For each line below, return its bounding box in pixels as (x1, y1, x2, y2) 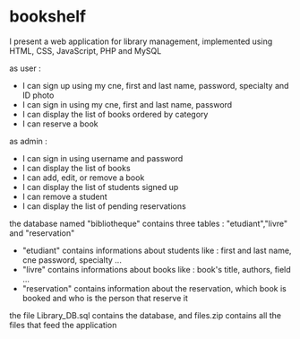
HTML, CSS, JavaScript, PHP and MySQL (9, 45, 162, 56)
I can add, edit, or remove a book (21, 172, 145, 183)
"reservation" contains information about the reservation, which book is (21, 282, 287, 293)
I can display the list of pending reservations (21, 200, 186, 212)
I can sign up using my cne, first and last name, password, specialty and (21, 80, 289, 91)
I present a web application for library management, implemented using (9, 36, 273, 47)
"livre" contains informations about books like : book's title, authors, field (21, 264, 291, 274)
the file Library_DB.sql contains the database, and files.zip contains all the (9, 309, 282, 320)
